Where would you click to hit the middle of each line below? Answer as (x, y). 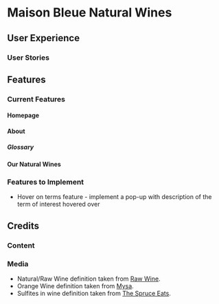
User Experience (44, 38)
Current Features (36, 99)
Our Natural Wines (34, 164)
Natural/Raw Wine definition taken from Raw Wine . (89, 279)
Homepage (23, 115)
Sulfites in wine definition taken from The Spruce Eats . (94, 293)
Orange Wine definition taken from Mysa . (75, 285)
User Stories (28, 58)
